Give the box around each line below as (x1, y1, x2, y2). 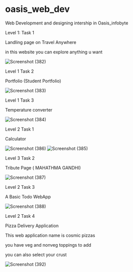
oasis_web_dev (5, 3, 70, 15)
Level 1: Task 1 (5, 29, 35, 35)
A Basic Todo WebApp (5, 193, 51, 200)
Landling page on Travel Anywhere (5, 39, 77, 45)
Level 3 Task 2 (5, 155, 35, 161)
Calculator (5, 136, 26, 141)
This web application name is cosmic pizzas (5, 232, 95, 238)
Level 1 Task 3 (5, 97, 34, 103)
